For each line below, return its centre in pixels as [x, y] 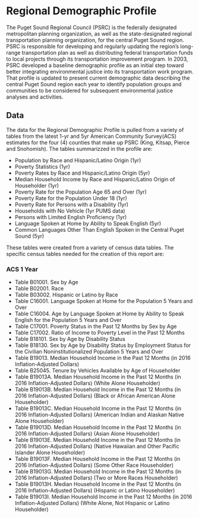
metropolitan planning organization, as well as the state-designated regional [99, 33]
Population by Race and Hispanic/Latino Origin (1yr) [78, 160]
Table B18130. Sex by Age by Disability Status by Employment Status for [103, 345]
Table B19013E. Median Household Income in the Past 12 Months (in [98, 440]
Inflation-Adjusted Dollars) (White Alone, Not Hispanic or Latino [92, 503]
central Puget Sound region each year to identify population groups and [94, 84]
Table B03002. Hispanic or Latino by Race [66, 295]
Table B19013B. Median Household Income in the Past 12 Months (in [98, 390]
